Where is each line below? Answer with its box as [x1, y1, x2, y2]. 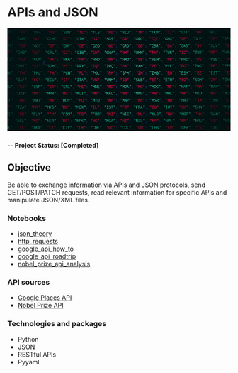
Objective [7, 161, 52, 174]
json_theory [17, 229, 52, 238]
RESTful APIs [17, 350, 57, 359]
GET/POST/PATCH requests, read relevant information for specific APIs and [7, 188, 227, 196]
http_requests [17, 237, 59, 246]
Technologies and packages [7, 319, 107, 329]
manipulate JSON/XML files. [7, 195, 90, 204]
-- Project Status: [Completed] [7, 141, 99, 149]
